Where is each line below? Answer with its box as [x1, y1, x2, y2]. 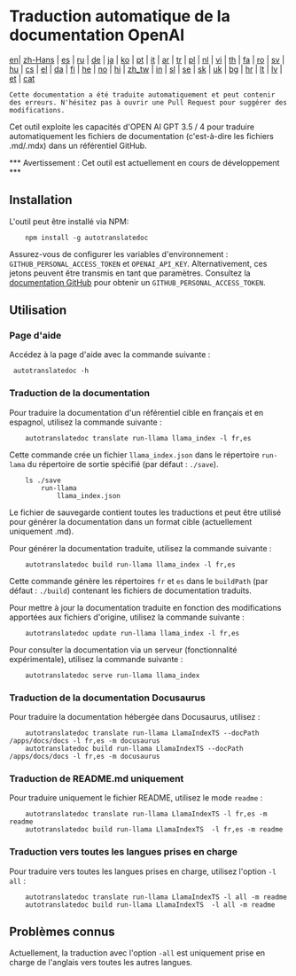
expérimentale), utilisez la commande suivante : [9, 653, 183, 664]
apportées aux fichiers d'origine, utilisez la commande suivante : [9, 612, 245, 622]
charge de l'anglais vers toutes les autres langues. [9, 957, 193, 968]
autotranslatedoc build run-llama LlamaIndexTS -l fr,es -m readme [25, 825, 284, 834]
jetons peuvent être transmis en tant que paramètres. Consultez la [9, 268, 251, 278]
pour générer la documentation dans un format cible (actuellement [9, 516, 253, 527]
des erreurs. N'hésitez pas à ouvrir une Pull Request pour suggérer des [9, 98, 288, 107]
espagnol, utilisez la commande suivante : [9, 417, 162, 427]
